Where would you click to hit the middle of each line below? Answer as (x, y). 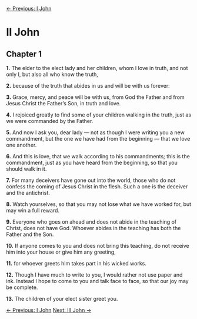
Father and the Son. (30, 234)
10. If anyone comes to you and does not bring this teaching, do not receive (98, 246)
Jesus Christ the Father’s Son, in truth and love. (64, 103)
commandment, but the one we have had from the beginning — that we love (98, 139)
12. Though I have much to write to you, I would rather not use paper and (94, 275)
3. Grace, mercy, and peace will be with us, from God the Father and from (96, 97)
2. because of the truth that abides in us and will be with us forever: (88, 86)
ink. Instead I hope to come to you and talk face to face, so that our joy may (98, 281)
